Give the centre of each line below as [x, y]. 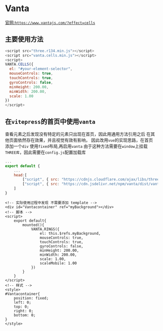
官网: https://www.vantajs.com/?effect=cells [50, 22]
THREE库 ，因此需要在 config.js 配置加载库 [46, 152]
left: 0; [23, 302]
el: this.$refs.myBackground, [70, 233]
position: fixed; [31, 298]
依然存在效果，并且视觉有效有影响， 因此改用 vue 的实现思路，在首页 [85, 140]
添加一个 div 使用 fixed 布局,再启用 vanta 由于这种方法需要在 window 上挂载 [76, 146]
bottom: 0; [25, 315]
